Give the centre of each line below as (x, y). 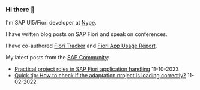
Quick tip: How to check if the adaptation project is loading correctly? (100, 76)
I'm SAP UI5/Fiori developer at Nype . (51, 23)
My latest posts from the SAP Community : (57, 58)
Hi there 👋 (20, 10)
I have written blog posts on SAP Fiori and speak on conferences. (86, 34)
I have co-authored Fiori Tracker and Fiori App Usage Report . (81, 46)
